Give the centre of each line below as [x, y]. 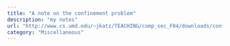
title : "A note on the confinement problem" [72, 13]
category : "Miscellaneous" [46, 32]
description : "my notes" [42, 20]
